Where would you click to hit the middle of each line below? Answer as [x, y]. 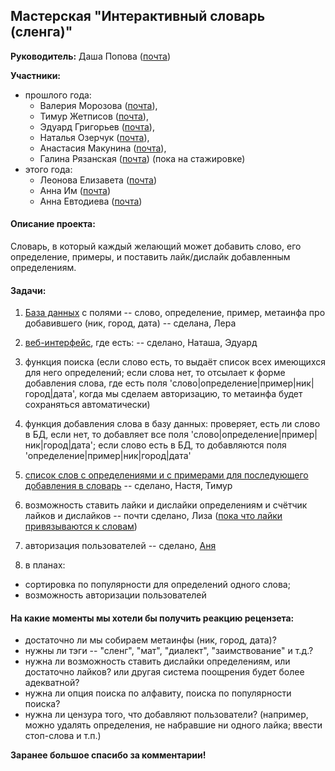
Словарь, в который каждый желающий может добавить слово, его [156, 246]
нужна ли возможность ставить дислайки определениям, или [157, 661]
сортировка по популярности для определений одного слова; [157, 585]
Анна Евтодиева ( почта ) [91, 201]
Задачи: [28, 290]
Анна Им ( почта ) [75, 190]
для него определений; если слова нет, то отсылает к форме [155, 373]
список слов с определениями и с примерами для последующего [166, 475]
